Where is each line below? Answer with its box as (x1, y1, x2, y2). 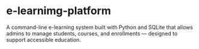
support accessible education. (6, 36, 82, 43)
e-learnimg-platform (6, 4, 111, 18)
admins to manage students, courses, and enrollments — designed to (6, 30, 178, 37)
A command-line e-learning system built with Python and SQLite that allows (6, 24, 193, 31)
